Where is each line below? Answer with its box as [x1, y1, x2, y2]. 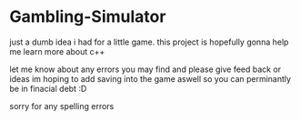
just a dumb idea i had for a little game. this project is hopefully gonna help [9, 36, 289, 47]
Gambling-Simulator [9, 6, 166, 27]
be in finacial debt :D [9, 83, 87, 94]
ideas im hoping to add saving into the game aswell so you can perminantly [9, 73, 292, 84]
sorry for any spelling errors [9, 100, 115, 111]
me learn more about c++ [9, 45, 105, 56]
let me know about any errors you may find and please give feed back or [9, 64, 282, 75]
